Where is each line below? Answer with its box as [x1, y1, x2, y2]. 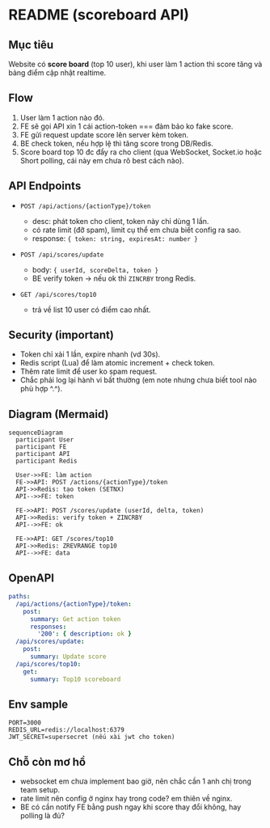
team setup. [19, 785, 61, 795]
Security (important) [8, 328, 115, 342]
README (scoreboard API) [8, 6, 190, 24]
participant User [15, 436, 74, 444]
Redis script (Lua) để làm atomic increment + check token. [19, 358, 215, 368]
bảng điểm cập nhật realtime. [8, 68, 107, 78]
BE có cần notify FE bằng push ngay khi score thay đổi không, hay [19, 802, 242, 812]
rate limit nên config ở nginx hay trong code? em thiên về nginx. [19, 794, 233, 804]
